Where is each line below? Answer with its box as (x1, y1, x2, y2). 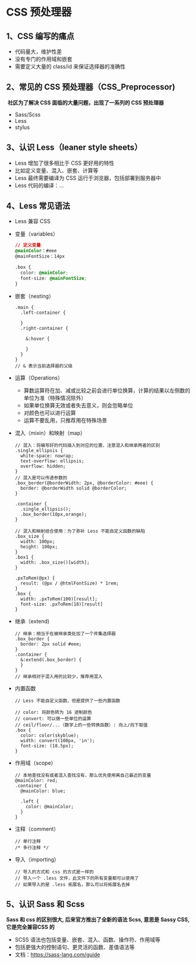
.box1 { (14, 554, 34, 560)
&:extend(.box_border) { (20, 657, 82, 663)
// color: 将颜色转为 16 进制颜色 (14, 709, 93, 715)
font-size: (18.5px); (20, 743, 74, 749)
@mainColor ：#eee (14, 248, 57, 254)
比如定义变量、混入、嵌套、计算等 (14, 166, 99, 174)
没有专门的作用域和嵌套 (14, 55, 72, 63)
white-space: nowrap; (20, 453, 74, 459)
